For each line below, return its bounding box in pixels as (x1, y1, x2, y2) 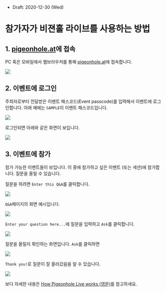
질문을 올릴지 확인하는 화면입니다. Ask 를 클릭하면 (5, 241, 100, 247)
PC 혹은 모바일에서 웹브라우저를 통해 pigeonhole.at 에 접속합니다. (5, 59, 133, 64)
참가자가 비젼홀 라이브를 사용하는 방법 (5, 23, 151, 34)
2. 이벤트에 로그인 (5, 84, 57, 93)
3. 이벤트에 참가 (5, 150, 51, 159)
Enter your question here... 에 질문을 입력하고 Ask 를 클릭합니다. (5, 221, 135, 227)
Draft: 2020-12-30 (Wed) (12, 4, 64, 10)
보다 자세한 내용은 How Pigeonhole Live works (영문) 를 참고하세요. (5, 281, 138, 287)
